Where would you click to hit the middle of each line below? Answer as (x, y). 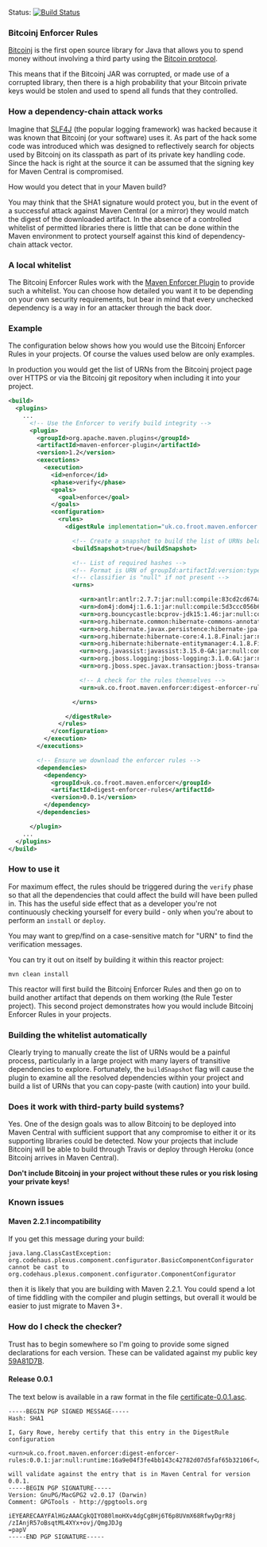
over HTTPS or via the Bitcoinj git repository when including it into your (124, 378)
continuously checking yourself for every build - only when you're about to (131, 912)
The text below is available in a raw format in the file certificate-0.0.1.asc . (128, 1397)
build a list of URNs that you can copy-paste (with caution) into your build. (129, 1086)
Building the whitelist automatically (78, 1035)
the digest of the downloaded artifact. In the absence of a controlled (120, 219)
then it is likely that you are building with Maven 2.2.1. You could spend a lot (132, 1289)
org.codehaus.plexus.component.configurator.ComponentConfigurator (122, 1274)
